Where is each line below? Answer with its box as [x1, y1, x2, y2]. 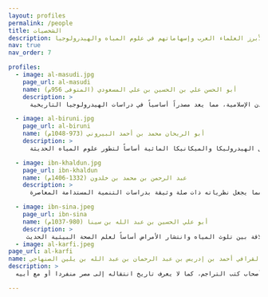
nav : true [8, 42, 41, 49]
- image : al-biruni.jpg [15, 115, 94, 123]
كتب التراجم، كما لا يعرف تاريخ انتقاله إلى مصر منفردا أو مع [33, 270, 241, 278]
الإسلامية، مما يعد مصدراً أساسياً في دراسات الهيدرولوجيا [65, 101, 251, 109]
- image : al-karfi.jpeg [15, 240, 94, 248]
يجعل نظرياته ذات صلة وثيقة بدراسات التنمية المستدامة [61, 188, 248, 196]
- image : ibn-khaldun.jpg [15, 159, 102, 167]
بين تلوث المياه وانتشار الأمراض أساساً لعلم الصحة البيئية [50, 232, 248, 240]
